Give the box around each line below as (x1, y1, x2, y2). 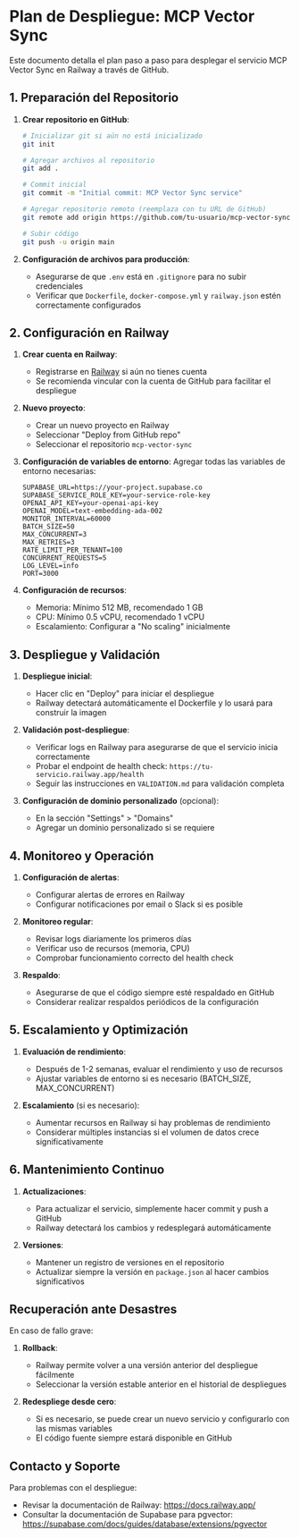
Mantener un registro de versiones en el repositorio (35, 1256, 225, 1267)
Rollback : (21, 1343, 58, 1354)
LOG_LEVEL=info (21, 562, 79, 570)
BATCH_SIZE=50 (21, 522, 75, 531)
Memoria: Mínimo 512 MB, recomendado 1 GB (35, 602, 203, 613)
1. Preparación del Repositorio (9, 90, 179, 106)
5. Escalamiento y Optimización (9, 1022, 189, 1038)
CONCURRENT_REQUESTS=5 (21, 554, 107, 562)
